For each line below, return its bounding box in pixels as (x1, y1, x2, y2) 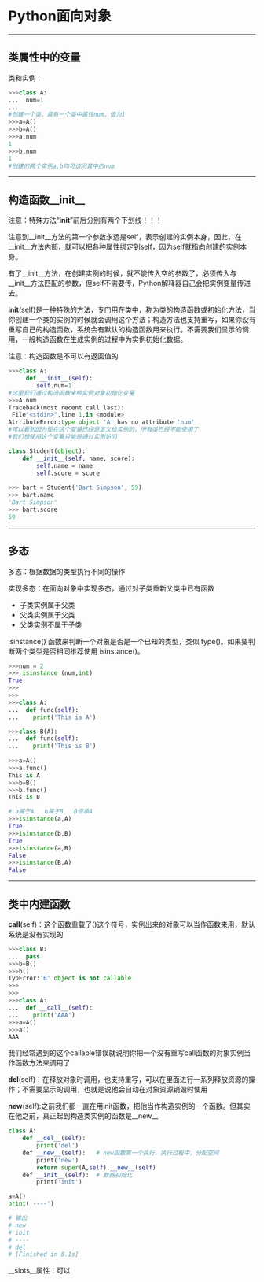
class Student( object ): (8, 446, 86, 455)
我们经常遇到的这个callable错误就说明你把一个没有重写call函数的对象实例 (8, 1048, 244, 1058)
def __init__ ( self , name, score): (22, 454, 135, 462)
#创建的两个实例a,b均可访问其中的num (8, 162, 115, 170)
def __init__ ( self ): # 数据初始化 (22, 1171, 133, 1179)
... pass (8, 952, 41, 961)
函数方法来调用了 (14, 1058, 71, 1068)
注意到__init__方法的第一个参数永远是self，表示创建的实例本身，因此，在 (8, 232, 242, 242)
